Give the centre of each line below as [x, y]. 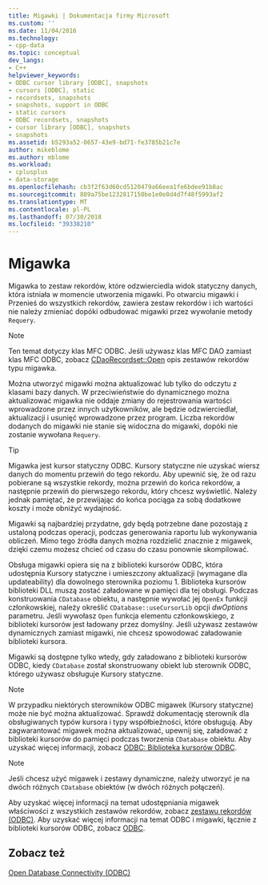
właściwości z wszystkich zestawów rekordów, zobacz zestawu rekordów [130, 811]
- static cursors [37, 113]
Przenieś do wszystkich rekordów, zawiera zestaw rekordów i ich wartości [131, 303]
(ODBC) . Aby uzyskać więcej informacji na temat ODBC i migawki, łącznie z [133, 820]
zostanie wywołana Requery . [54, 435]
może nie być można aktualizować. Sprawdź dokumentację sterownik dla [129, 714]
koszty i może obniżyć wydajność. [65, 509]
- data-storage [34, 180]
